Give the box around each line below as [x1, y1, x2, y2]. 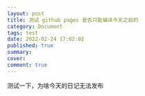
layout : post [7, 10, 45, 17]
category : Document [7, 23, 63, 30]
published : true [7, 42, 54, 49]
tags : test [7, 29, 38, 37]
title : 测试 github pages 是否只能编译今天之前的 [7, 17, 139, 23]
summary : [7, 49, 32, 56]
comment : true [7, 61, 48, 68]
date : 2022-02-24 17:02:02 [7, 36, 85, 43]
